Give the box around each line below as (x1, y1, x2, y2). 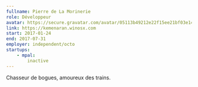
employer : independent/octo (6, 42, 75, 48)
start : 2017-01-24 (6, 31, 51, 36)
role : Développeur (6, 14, 51, 20)
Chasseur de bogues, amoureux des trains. (6, 74, 111, 81)
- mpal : (16, 52, 35, 58)
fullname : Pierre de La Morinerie (6, 8, 91, 15)
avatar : (6, 19, 25, 25)
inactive (27, 58, 49, 63)
